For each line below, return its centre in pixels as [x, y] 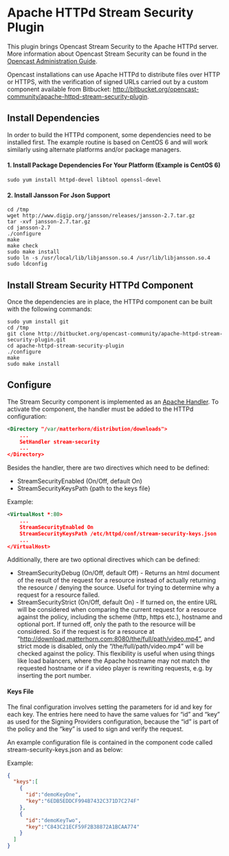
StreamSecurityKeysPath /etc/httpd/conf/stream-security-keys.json [118, 534]
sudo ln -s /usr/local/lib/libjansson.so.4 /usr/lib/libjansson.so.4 [109, 258]
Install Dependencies [53, 118]
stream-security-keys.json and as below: [65, 749]
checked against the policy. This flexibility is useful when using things [116, 654]
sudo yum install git [38, 321]
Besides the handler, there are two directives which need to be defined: [108, 468]
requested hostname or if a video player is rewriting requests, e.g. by [115, 668]
